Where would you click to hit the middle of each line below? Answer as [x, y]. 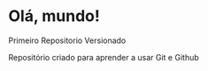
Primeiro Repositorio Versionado [67, 40]
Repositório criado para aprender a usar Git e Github [104, 57]
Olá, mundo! [54, 16]
